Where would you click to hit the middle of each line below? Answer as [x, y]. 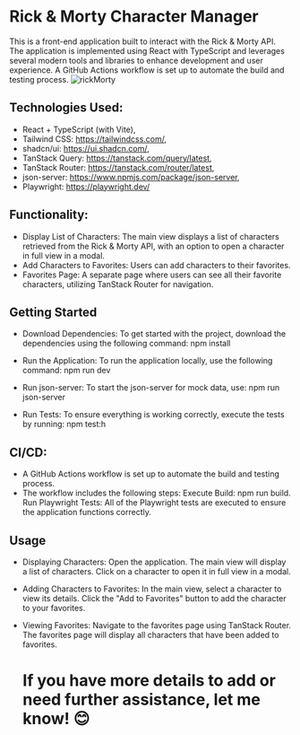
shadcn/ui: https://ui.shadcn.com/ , [86, 148]
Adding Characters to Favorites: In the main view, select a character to [152, 589]
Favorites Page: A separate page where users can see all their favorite [152, 275]
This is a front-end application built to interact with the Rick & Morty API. [142, 41]
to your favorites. [54, 608]
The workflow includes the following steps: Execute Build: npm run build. [156, 493]
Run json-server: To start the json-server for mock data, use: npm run [151, 388]
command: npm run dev [66, 371]
